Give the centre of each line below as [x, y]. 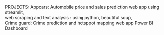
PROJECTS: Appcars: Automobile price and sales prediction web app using [82, 7]
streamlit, [15, 12]
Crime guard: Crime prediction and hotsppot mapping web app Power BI [79, 23]
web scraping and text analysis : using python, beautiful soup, [69, 17]
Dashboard [17, 28]
